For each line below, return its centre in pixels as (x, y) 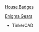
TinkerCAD (23, 25)
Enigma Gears (19, 16)
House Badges (19, 7)
